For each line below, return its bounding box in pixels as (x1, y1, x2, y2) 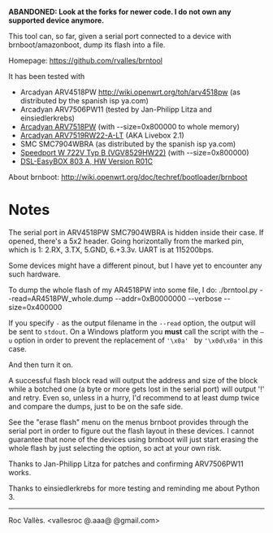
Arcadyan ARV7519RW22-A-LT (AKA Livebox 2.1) (19, 130, 184, 140)
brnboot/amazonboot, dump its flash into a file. (8, 40, 166, 50)
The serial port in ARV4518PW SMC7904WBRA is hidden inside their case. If (8, 227, 264, 237)
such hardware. (8, 269, 61, 279)
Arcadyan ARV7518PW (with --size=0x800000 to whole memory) (19, 122, 240, 131)
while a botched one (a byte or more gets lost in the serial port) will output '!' (8, 384, 265, 394)
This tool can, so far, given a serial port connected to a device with (8, 32, 232, 41)
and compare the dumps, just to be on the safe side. (8, 401, 184, 411)
